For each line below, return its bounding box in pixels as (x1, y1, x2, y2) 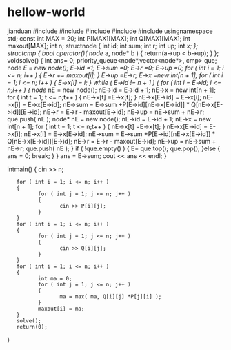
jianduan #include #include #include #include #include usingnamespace (7, 27, 213, 35)
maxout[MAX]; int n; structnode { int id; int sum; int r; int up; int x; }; (7, 41, 199, 50)
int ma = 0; (37, 275, 72, 282)
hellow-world (7, 4, 86, 20)
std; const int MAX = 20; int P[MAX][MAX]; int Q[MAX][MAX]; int (7, 34, 191, 42)
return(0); (16, 323, 48, 330)
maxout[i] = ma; (37, 305, 85, 312)
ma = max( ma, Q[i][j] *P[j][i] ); (59, 293, 162, 300)
